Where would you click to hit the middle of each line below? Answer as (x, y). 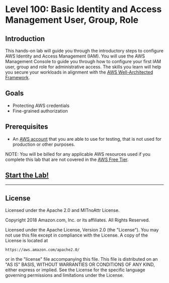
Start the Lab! (27, 175)
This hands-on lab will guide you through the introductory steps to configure (84, 51)
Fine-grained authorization (40, 111)
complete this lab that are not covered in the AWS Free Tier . (67, 159)
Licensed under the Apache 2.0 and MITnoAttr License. (62, 210)
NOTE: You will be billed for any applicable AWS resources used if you (78, 154)
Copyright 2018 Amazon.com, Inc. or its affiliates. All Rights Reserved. (77, 220)
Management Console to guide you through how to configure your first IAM (83, 61)
